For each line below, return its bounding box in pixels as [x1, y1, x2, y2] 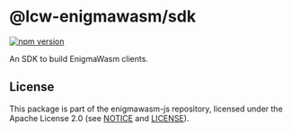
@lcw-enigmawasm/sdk [9, 6, 196, 27]
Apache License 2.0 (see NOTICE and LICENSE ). [9, 112, 190, 123]
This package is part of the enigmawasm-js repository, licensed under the [9, 103, 283, 114]
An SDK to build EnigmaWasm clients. [9, 53, 148, 64]
